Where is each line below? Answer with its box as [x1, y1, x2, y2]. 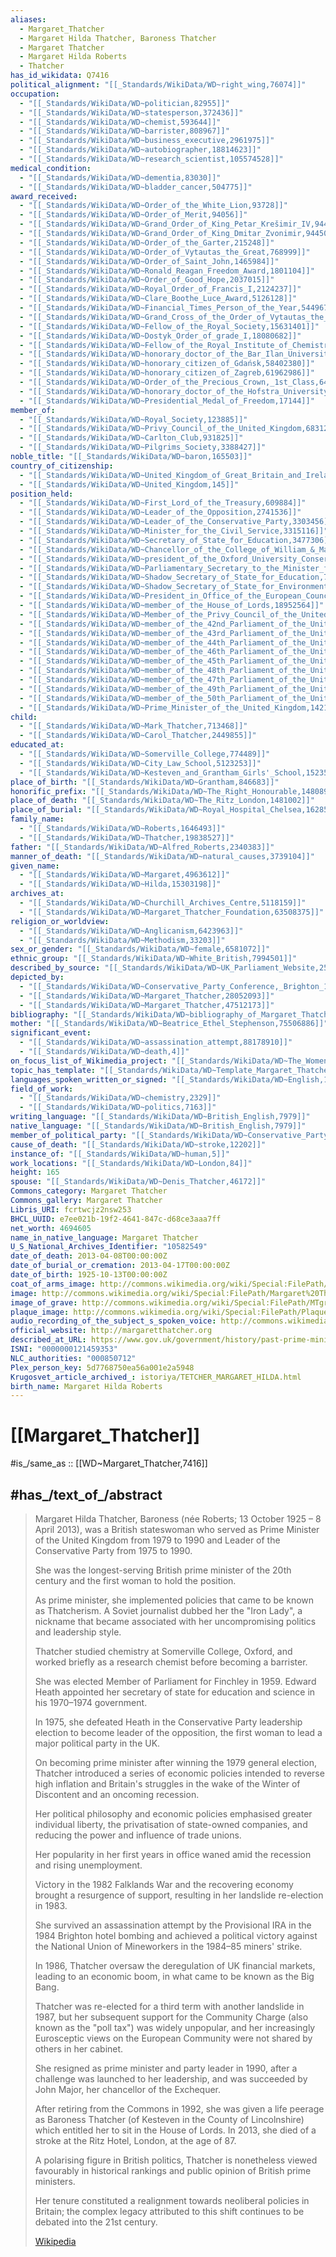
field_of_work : [10, 1084, 74, 1094]
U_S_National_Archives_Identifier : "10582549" [10, 1242, 208, 1252]
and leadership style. [34, 1626, 122, 1638]
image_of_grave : [10, 1297, 78, 1308]
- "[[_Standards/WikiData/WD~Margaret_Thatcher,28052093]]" [19, 991, 275, 1001]
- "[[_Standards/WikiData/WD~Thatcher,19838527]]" [19, 832, 235, 843]
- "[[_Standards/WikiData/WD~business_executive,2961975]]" [19, 136, 275, 146]
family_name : [10, 814, 65, 825]
